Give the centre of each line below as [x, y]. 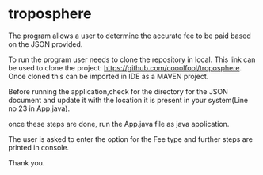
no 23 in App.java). [39, 108]
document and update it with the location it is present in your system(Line [128, 100]
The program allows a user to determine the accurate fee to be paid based [130, 36]
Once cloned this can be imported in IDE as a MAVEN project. [109, 76]
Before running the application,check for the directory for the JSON [118, 91]
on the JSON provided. [46, 44]
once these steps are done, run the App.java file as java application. [119, 124]
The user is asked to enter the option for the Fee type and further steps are [131, 139]
